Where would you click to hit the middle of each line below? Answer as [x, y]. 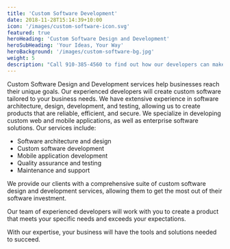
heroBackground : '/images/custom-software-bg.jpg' [81, 52]
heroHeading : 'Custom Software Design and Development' [88, 39]
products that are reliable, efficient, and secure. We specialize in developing [114, 113]
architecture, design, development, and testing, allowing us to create [104, 106]
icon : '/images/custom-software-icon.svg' [68, 26]
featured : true [29, 33]
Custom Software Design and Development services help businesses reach [113, 84]
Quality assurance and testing [59, 163]
